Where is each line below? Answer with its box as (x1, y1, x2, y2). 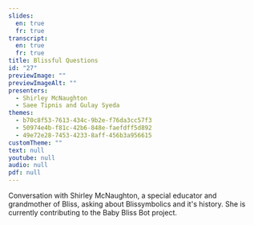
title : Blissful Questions (8, 57, 99, 65)
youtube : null (8, 153, 56, 162)
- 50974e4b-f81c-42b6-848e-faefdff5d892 (15, 124, 152, 132)
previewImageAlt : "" (8, 79, 78, 87)
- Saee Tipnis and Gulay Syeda (15, 101, 120, 109)
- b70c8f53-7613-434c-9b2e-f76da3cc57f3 (15, 117, 152, 125)
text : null (8, 146, 45, 154)
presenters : (8, 86, 48, 95)
